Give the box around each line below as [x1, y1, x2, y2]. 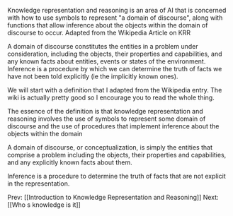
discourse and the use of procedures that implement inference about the [7, 122, 220, 130]
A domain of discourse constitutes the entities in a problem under [7, 42, 198, 50]
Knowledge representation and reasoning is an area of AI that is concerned [7, 6, 227, 14]
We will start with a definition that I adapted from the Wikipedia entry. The [7, 86, 222, 94]
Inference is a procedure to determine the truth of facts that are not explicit [7, 172, 227, 180]
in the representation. [7, 179, 70, 188]
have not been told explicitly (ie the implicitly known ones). [7, 72, 178, 80]
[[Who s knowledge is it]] [7, 200, 81, 209]
